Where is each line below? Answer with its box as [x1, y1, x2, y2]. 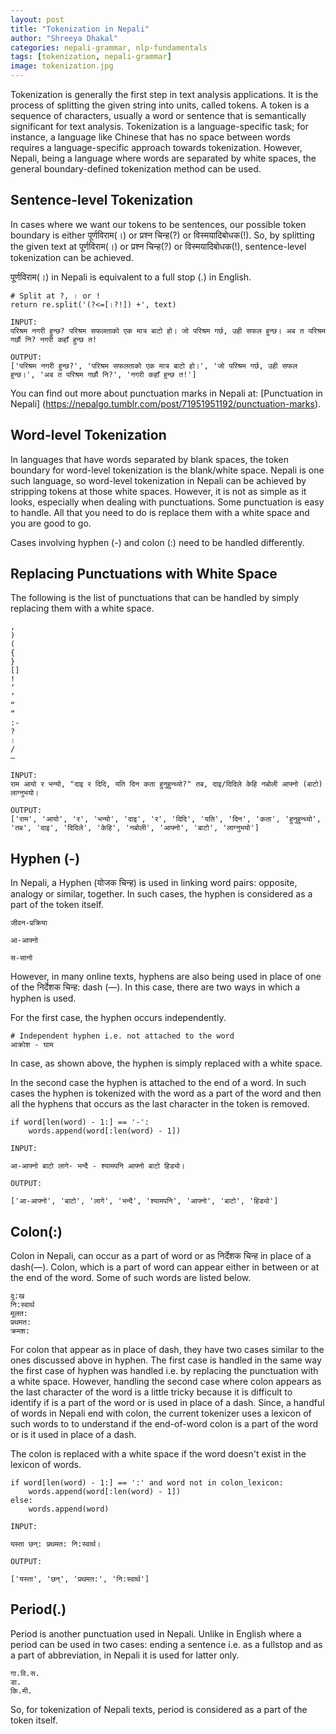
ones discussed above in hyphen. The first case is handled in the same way [10, 1354, 322, 1366]
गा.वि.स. [10, 1668, 40, 1678]
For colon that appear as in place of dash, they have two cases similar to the [10, 1344, 325, 1356]
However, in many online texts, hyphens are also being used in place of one [10, 971, 322, 983]
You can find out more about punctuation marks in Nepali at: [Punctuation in [10, 387, 323, 399]
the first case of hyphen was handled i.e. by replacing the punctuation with [10, 1365, 319, 1377]
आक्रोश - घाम [10, 1040, 54, 1050]
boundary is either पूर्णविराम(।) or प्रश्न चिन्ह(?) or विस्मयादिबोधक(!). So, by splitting [10, 229, 315, 241]
